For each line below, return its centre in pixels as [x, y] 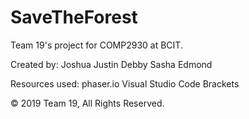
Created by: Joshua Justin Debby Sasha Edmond [111, 64]
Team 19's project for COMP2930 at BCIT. [96, 45]
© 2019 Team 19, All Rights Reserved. [87, 103]
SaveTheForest [74, 17]
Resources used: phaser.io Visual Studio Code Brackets [125, 83]
